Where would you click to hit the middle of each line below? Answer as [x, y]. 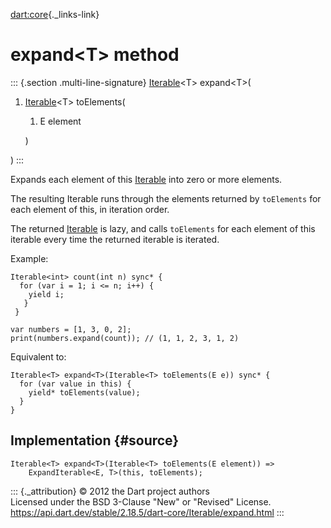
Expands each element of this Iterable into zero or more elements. [146, 179]
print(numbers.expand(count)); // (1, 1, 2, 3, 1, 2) [125, 338]
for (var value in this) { [75, 384]
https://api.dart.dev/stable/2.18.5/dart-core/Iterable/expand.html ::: [147, 512]
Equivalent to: [38, 356]
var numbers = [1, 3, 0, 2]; [71, 329]
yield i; [46, 294]
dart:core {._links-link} [55, 14]
